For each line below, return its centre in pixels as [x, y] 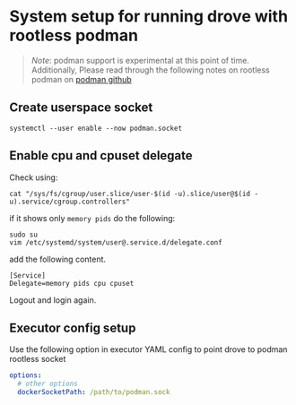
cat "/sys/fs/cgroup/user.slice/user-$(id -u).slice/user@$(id [130, 194]
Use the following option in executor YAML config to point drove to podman [148, 349]
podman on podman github [81, 79]
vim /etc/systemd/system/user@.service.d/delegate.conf [116, 242]
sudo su [24, 235]
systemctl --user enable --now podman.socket [96, 128]
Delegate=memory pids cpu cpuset [72, 283]
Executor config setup [73, 327]
